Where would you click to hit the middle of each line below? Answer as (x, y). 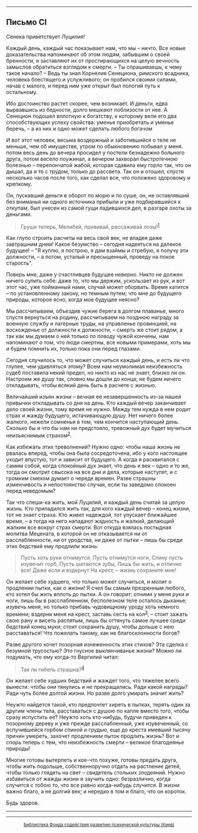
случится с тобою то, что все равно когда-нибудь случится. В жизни (93, 785)
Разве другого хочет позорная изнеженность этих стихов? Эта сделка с (97, 644)
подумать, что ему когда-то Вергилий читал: (63, 657)
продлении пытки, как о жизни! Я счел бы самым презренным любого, (96, 588)
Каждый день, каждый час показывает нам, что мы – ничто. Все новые (96, 48)
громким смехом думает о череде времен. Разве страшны (81, 479)
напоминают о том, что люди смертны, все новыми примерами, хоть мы (98, 343)
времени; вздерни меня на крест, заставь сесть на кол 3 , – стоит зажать (97, 614)
